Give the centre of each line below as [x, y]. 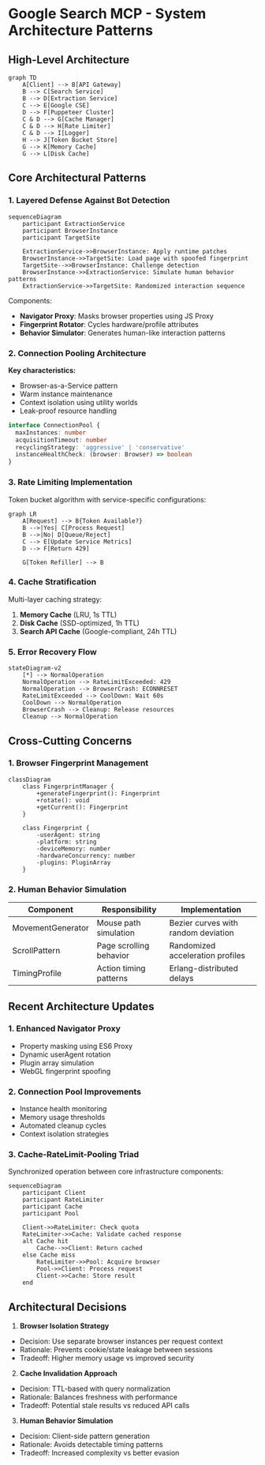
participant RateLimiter [63, 1200]
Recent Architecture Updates [81, 1007]
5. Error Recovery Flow [52, 652]
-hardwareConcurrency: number [86, 855]
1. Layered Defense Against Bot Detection [89, 201]
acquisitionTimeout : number [62, 440]
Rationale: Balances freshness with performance [98, 1397]
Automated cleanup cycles [63, 1125]
